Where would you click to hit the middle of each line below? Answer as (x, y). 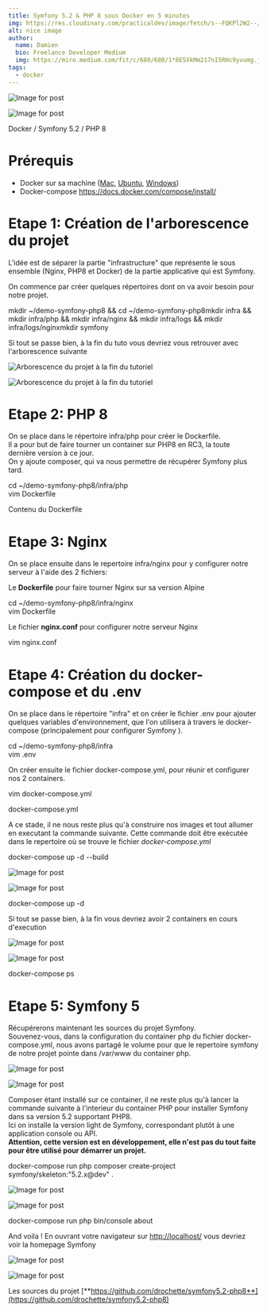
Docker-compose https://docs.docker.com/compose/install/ (118, 191)
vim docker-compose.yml (50, 794)
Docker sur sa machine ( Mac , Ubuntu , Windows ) (99, 183)
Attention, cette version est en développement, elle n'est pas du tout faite (132, 1142)
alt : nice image (35, 30)
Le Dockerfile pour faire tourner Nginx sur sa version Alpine (106, 587)
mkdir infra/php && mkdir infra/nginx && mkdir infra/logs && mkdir (116, 319)
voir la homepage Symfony (52, 1245)
